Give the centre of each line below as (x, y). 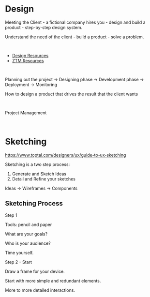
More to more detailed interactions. (40, 290)
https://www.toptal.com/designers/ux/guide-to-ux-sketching (66, 155)
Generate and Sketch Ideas (39, 174)
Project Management (26, 113)
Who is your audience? (28, 243)
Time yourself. (19, 252)
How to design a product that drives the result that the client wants (72, 94)
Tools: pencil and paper (29, 224)
